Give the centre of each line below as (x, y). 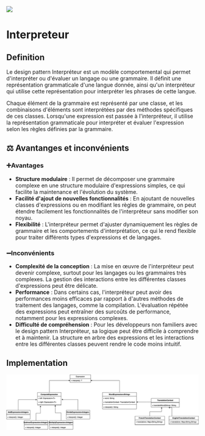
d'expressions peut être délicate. (56, 285)
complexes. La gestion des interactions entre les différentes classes (100, 279)
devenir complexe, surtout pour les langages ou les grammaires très (101, 273)
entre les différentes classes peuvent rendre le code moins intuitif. (98, 344)
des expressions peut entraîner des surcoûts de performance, (93, 312)
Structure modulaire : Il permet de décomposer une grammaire (95, 179)
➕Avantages (25, 166)
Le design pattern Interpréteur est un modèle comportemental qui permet (99, 72)
